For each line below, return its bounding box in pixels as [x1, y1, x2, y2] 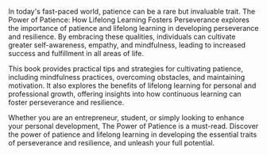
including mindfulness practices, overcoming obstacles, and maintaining [8, 73, 246, 81]
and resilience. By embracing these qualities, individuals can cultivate [8, 32, 236, 41]
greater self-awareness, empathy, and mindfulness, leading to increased [8, 40, 246, 50]
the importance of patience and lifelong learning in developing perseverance [8, 24, 259, 32]
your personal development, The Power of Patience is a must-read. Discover [8, 122, 259, 130]
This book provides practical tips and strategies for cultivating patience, [8, 64, 244, 74]
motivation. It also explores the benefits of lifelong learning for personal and [8, 81, 257, 90]
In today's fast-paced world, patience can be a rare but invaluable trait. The [8, 7, 256, 16]
